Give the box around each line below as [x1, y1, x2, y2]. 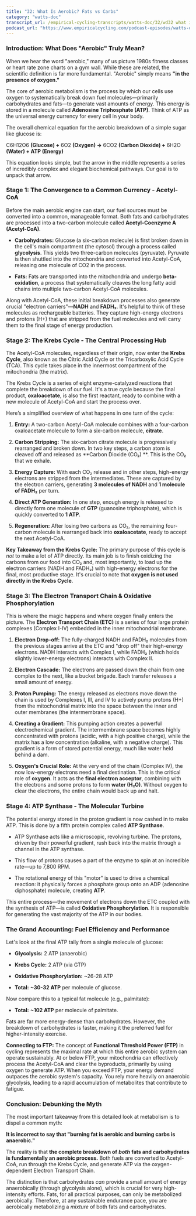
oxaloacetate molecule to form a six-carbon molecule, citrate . [14, 427, 164, 434]
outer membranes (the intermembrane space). [14, 709, 127, 716]
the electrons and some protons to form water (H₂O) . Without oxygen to [14, 781, 188, 788]
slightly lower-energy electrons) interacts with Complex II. [14, 655, 153, 662]
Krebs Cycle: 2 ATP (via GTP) [14, 961, 86, 968]
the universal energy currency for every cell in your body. [6, 112, 144, 119]
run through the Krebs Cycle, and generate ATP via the [19, 1161, 150, 1168]
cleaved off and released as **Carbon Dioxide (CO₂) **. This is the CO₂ [14, 451, 187, 458]
